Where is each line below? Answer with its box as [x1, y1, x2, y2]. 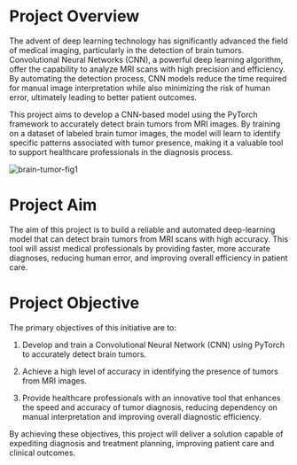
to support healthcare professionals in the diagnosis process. [9, 146, 233, 157]
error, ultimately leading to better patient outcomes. [9, 91, 198, 103]
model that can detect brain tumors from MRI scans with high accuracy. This [9, 233, 289, 244]
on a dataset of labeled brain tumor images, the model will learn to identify [9, 128, 281, 138]
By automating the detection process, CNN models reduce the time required [9, 73, 287, 83]
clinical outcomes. [9, 447, 76, 458]
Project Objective [9, 293, 140, 314]
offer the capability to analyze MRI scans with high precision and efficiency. [9, 64, 285, 74]
